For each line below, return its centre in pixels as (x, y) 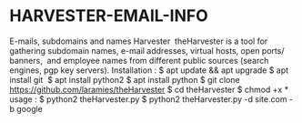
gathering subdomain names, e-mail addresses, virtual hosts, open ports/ (147, 50)
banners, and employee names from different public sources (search (139, 60)
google (30, 108)
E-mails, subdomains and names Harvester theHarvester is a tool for (139, 41)
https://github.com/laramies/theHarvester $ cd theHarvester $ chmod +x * (149, 89)
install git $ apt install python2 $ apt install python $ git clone (125, 79)
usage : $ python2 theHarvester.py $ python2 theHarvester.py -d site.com (148, 99)
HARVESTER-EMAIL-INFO (109, 16)
